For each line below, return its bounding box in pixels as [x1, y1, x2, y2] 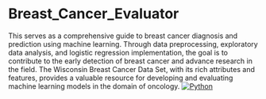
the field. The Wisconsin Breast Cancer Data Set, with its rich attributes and [8, 64, 256, 74]
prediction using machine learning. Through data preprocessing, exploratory [8, 39, 258, 48]
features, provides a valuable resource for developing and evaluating [8, 73, 233, 82]
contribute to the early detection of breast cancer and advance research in [8, 56, 253, 66]
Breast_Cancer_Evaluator [8, 5, 179, 23]
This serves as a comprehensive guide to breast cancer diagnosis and [8, 31, 238, 40]
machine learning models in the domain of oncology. [8, 81, 180, 91]
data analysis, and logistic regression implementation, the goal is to [8, 48, 229, 57]
